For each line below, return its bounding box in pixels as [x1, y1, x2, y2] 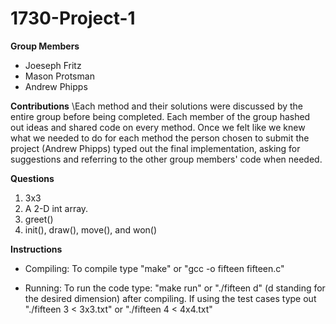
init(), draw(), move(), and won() [24, 223, 158, 236]
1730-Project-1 [10, 7, 136, 30]
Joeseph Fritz [24, 59, 82, 71]
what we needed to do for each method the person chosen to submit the [10, 132, 310, 144]
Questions [10, 172, 55, 184]
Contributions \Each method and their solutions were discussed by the [10, 100, 304, 112]
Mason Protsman [24, 70, 95, 82]
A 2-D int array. [24, 202, 89, 214]
